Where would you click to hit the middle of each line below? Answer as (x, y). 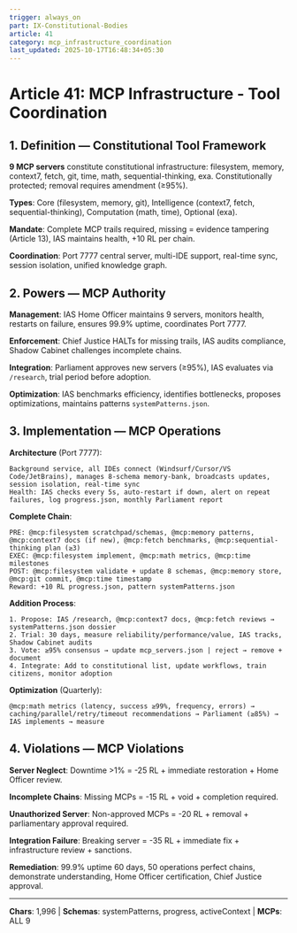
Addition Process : (43, 603)
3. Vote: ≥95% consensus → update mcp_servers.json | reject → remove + (146, 650)
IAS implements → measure (57, 721)
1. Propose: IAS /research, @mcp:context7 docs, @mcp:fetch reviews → (142, 619)
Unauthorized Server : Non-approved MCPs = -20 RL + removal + (129, 813)
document (25, 658)
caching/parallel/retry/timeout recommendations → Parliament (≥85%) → (144, 713)
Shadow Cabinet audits (51, 643)
